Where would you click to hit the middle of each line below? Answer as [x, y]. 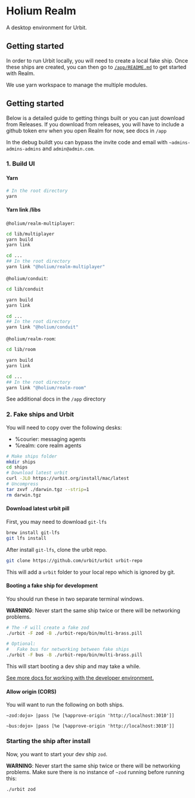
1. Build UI [21, 164]
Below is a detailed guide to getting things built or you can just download [95, 118]
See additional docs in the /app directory [56, 399]
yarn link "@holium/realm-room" [46, 388]
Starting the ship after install [48, 741]
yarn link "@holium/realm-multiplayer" [56, 267]
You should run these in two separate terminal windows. [75, 599]
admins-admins [24, 149]
